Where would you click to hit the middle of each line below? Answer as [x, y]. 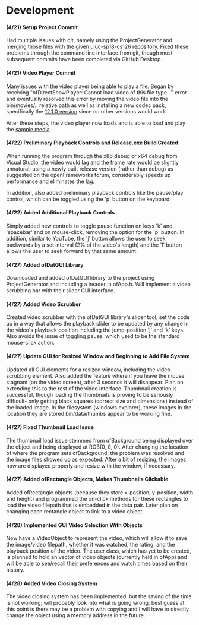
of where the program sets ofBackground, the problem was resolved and [95, 453]
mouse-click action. [30, 343]
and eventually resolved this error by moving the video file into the [87, 99]
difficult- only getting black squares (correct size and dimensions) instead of [100, 401]
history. [15, 570]
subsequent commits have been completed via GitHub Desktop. [84, 59]
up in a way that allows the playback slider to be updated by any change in [97, 324]
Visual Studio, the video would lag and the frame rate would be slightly [93, 162]
